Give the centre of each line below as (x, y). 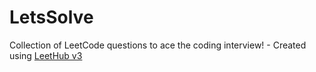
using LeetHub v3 (46, 55)
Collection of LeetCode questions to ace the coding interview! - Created (158, 45)
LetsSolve (51, 17)
